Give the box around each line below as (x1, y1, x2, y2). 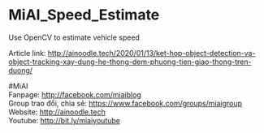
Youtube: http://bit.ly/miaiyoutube (8, 115, 120, 125)
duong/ (8, 65, 33, 75)
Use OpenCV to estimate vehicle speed (8, 32, 141, 42)
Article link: (8, 48, 46, 58)
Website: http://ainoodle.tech (8, 107, 106, 117)
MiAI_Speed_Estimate (8, 6, 160, 24)
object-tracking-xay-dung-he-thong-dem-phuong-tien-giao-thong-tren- (8, 57, 252, 66)
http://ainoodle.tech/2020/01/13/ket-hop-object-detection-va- (47, 48, 256, 58)
